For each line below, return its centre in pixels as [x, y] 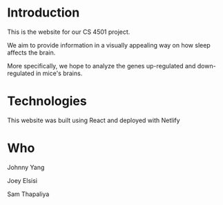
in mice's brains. [59, 73]
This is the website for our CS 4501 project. [69, 32]
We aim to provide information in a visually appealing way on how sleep [109, 45]
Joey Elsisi [22, 180]
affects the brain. [31, 52]
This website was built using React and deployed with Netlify [94, 120]
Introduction [43, 13]
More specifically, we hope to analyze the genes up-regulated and [101, 66]
